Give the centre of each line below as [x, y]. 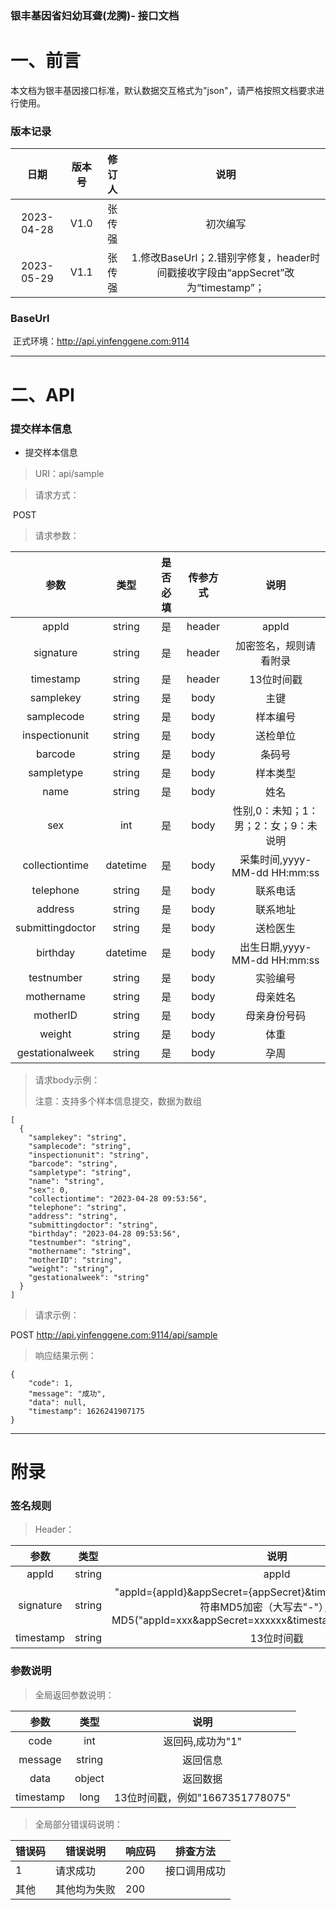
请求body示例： [67, 1079]
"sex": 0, [49, 1190]
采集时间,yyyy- [275, 859]
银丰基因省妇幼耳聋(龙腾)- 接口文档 [95, 15]
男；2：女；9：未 [275, 825]
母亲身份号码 [276, 1015]
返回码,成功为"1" [203, 1741]
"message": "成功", [67, 1393]
